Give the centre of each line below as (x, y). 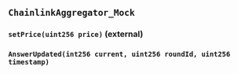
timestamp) (29, 62)
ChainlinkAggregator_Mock (71, 13)
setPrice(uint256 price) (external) (76, 34)
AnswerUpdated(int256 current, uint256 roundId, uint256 (119, 54)
